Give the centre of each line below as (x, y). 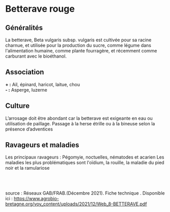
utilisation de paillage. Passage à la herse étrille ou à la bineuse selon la (80, 123)
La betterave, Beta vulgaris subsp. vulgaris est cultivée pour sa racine (78, 40)
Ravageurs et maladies (42, 145)
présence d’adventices (29, 129)
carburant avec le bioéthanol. (36, 56)
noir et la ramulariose (27, 168)
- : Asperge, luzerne (26, 90)
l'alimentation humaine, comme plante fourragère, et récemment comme (81, 51)
